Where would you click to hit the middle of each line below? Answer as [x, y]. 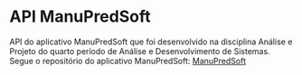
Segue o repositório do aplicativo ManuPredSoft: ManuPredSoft [128, 61]
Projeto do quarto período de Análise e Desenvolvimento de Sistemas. [140, 51]
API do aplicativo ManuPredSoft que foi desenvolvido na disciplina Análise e [151, 42]
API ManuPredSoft [80, 17]
